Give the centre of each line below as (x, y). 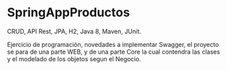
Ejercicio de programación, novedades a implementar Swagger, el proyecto (113, 44)
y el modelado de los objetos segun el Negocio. (74, 58)
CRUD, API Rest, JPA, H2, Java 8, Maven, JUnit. (74, 31)
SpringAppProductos (68, 13)
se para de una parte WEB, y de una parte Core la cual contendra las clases (113, 52)
